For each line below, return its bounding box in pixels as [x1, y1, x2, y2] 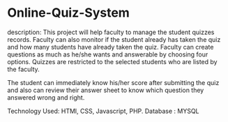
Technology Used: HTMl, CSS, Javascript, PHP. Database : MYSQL [7, 107, 200, 115]
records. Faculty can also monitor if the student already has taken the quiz [7, 35, 221, 43]
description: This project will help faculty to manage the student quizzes [7, 28, 215, 36]
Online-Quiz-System [7, 5, 130, 21]
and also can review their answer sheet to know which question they [7, 86, 204, 94]
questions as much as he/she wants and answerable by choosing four [7, 50, 208, 59]
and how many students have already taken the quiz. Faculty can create [7, 43, 214, 51]
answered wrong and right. [7, 93, 85, 102]
